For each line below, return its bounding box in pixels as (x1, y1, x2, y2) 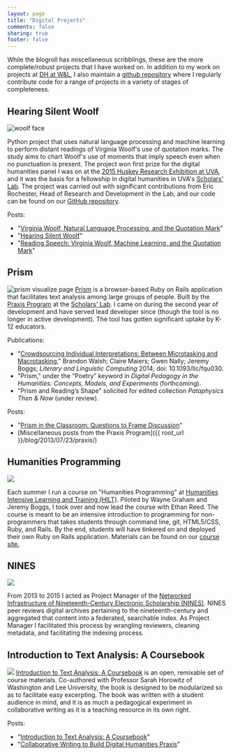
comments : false (7, 23, 54, 30)
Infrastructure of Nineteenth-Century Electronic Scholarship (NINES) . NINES (7, 599, 226, 607)
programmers (7, 517, 47, 526)
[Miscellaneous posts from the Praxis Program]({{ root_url (17, 428, 184, 437)
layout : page (7, 10, 45, 17)
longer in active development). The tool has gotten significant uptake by (7, 315, 214, 323)
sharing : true (7, 29, 49, 37)
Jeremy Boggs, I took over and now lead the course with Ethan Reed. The (7, 503, 218, 511)
